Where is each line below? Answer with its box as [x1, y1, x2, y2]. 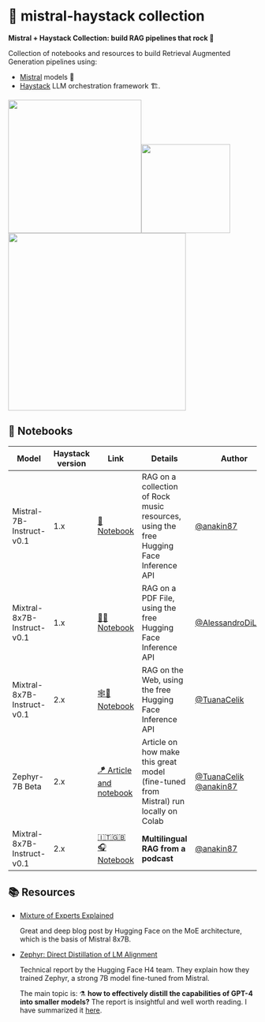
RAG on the [141, 664, 184, 676]
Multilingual [141, 833, 188, 844]
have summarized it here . [19, 1005, 103, 1015]
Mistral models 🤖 [19, 72, 75, 81]
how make [141, 746, 180, 757]
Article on [141, 736, 178, 747]
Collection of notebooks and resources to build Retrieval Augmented [8, 48, 231, 58]
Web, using [141, 674, 184, 685]
